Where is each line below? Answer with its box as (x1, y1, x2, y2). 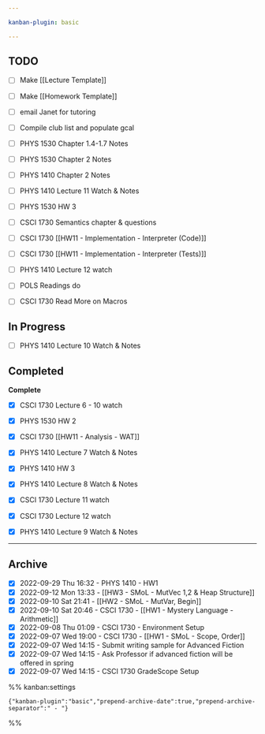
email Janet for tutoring (19, 107, 96, 117)
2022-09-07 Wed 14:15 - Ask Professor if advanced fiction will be (19, 649, 233, 658)
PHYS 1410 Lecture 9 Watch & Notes (19, 527, 138, 536)
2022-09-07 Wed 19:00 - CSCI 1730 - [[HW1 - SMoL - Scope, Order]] (19, 632, 246, 641)
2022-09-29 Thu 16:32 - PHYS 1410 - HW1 (19, 579, 159, 588)
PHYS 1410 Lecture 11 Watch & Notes (19, 186, 140, 196)
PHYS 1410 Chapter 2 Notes (19, 170, 110, 180)
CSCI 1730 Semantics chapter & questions (19, 218, 157, 227)
